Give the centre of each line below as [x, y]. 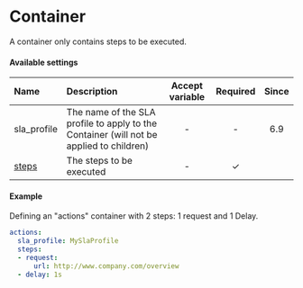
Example [26, 196]
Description [92, 92]
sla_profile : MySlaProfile [68, 241]
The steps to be [100, 161]
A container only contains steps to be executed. [98, 41]
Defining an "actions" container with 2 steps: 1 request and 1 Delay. [134, 216]
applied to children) [107, 146]
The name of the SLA [111, 112]
